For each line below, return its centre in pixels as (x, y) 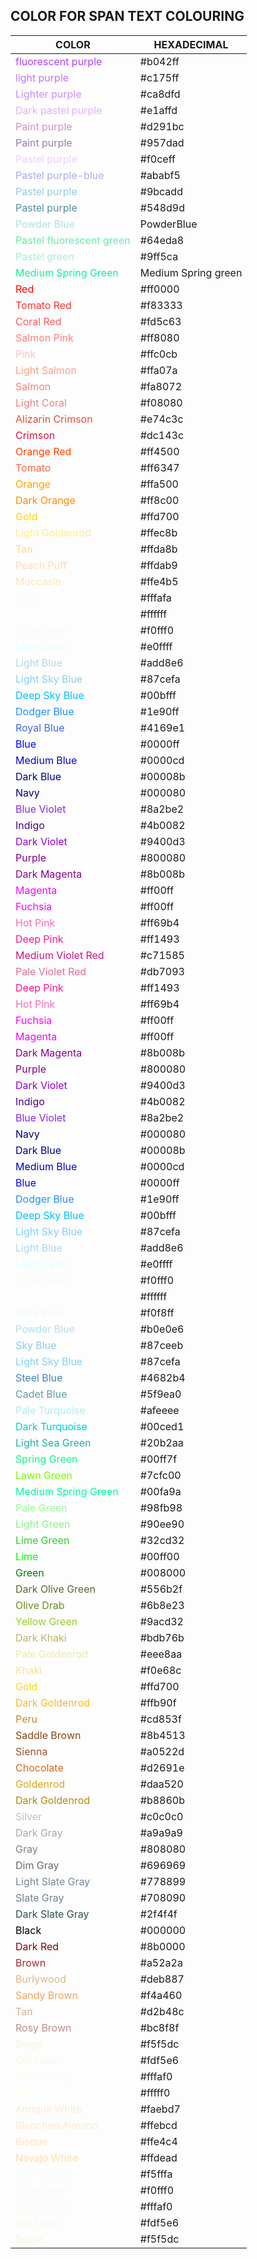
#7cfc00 (160, 1475)
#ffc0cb (158, 354)
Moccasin (38, 581)
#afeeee (159, 1410)
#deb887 (162, 1979)
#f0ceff (157, 159)
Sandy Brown (46, 1995)
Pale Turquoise (50, 1410)
